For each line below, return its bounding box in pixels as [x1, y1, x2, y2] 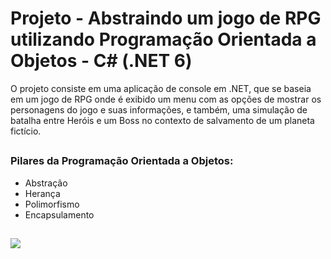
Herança [24, 187, 61, 199]
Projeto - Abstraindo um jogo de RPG [10, 7, 322, 30]
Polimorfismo [24, 198, 80, 210]
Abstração [24, 177, 68, 189]
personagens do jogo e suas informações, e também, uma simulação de [10, 103, 308, 116]
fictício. [10, 125, 42, 137]
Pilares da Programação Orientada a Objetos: [10, 154, 234, 168]
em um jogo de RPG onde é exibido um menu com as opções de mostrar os [10, 93, 322, 105]
